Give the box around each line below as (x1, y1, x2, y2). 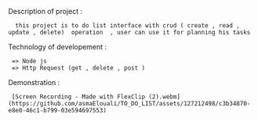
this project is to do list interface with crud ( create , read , (15, 22, 241, 30)
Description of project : (8, 7, 83, 16)
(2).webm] (148, 93, 180, 101)
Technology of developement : (8, 42, 107, 52)
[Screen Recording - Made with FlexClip (11, 93, 146, 101)
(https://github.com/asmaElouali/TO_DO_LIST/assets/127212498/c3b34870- (8, 100, 251, 108)
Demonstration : (8, 78, 60, 87)
